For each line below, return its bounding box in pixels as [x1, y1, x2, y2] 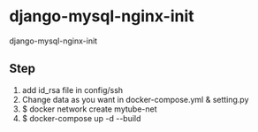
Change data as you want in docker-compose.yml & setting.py [21, 94, 249, 105]
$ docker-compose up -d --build [21, 113, 141, 123]
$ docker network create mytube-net [21, 104, 157, 114]
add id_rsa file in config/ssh [21, 84, 124, 95]
